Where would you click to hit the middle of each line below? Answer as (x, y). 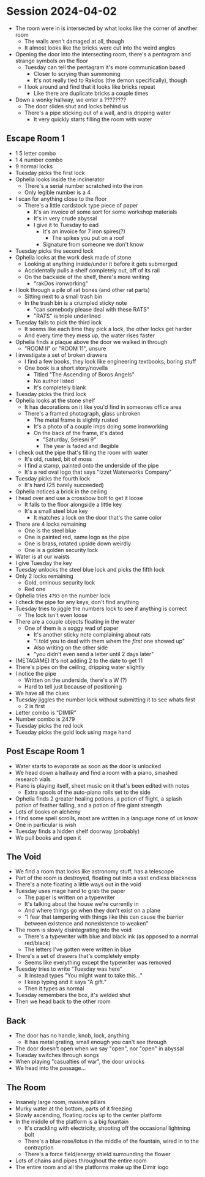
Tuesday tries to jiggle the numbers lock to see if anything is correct (101, 608)
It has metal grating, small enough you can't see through (95, 1042)
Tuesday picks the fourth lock (53, 478)
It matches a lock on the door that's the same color (98, 517)
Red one (35, 589)
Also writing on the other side (71, 648)
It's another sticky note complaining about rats (92, 634)
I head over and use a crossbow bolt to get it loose (79, 498)
